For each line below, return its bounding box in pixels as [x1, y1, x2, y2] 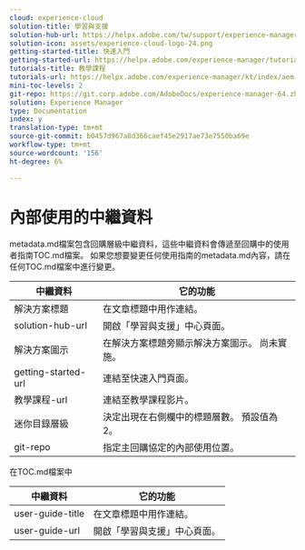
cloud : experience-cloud [9, 13, 103, 23]
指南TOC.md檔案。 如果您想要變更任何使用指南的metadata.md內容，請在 [16, 250, 291, 261]
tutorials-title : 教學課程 [9, 65, 106, 74]
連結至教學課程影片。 [103, 394, 194, 406]
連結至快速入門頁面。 [103, 372, 194, 385]
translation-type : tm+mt [9, 124, 103, 133]
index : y [9, 115, 43, 124]
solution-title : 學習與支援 [9, 22, 109, 31]
